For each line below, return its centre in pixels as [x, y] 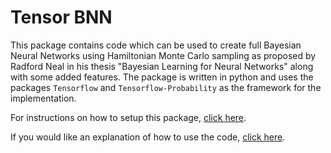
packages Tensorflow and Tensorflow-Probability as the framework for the [166, 87]
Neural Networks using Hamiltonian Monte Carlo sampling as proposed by [163, 55]
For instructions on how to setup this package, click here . [128, 117]
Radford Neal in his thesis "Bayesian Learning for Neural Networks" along [162, 66]
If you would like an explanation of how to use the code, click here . [148, 137]
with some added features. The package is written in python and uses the [162, 77]
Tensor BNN [61, 17]
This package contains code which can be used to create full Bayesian [156, 45]
